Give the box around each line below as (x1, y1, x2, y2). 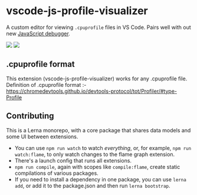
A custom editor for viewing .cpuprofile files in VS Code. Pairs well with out (6, 24, 192, 31)
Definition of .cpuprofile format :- (6, 81, 87, 88)
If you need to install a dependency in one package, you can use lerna (14, 175, 187, 183)
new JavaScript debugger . (6, 30, 71, 37)
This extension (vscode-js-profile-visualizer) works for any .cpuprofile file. (6, 75, 188, 82)
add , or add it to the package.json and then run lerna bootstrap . (14, 182, 170, 189)
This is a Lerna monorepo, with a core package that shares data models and (6, 126, 191, 134)
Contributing (6, 111, 54, 121)
